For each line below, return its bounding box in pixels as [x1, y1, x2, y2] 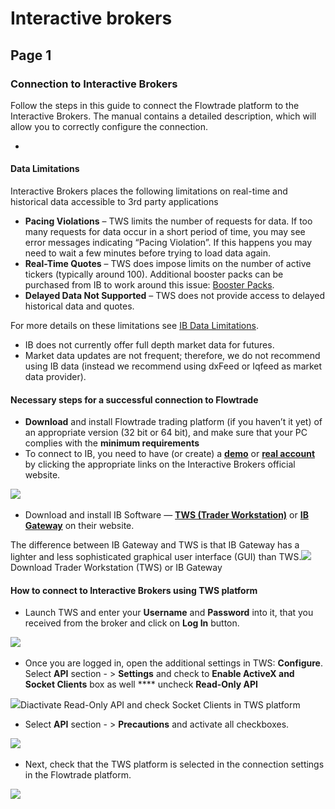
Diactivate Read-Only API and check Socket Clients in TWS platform [20, 699, 301, 711]
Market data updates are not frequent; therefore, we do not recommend [24, 350, 321, 362]
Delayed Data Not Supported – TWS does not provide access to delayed [24, 290, 325, 302]
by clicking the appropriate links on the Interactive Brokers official [24, 458, 296, 471]
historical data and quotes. [24, 300, 135, 312]
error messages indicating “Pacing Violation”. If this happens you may [24, 237, 313, 249]
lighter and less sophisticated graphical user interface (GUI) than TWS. [10, 551, 302, 563]
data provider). [24, 371, 87, 383]
